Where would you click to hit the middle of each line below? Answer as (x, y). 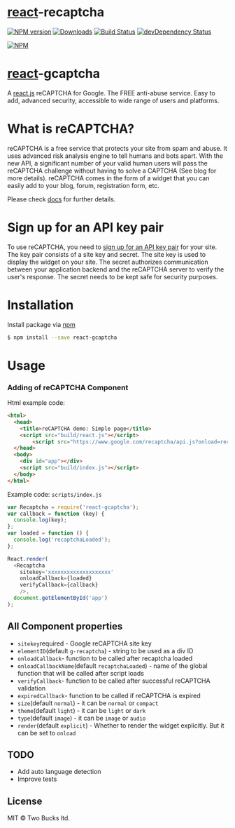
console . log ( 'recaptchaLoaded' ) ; (62, 540)
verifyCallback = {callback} (59, 585)
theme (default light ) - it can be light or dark (81, 710)
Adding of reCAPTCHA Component (68, 387)
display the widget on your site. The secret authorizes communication (108, 262)
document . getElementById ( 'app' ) (61, 598)
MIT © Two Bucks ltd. (38, 818)
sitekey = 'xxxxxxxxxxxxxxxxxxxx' (67, 572)
